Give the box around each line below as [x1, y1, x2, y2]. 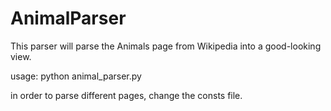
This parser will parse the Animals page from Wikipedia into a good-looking [10, 40, 322, 52]
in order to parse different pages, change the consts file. [10, 89, 243, 101]
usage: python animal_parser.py [10, 70, 142, 82]
